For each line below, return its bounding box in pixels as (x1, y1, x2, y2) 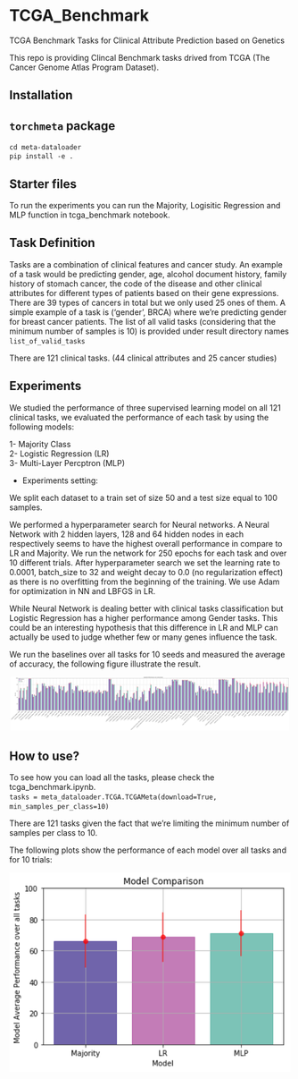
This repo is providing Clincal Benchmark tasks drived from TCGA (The (9, 52, 270, 63)
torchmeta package (9, 118, 116, 133)
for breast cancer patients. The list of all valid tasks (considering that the (9, 316, 277, 327)
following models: (9, 421, 74, 432)
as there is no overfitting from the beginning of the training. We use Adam (9, 576, 280, 587)
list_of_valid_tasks (9, 336, 87, 345)
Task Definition (9, 235, 95, 251)
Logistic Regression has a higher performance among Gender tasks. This (9, 612, 278, 623)
